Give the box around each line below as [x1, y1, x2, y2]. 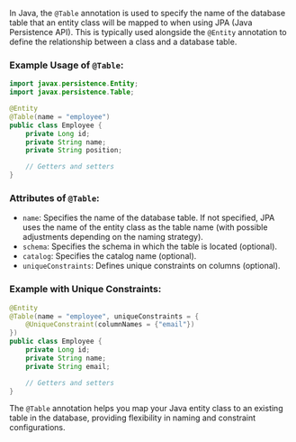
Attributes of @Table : [9, 191, 100, 204]
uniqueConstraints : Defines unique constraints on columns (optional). [22, 261, 281, 272]
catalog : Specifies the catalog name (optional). [22, 251, 197, 262]
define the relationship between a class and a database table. [9, 36, 238, 47]
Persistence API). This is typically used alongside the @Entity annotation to [9, 27, 288, 37]
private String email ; [25, 362, 111, 371]
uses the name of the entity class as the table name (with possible [22, 222, 268, 233]
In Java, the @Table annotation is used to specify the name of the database [9, 8, 286, 18]
